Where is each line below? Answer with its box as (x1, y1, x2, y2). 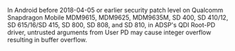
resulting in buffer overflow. (7, 36, 87, 44)
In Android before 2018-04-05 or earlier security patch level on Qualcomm (7, 6, 224, 14)
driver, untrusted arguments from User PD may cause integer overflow (7, 28, 212, 36)
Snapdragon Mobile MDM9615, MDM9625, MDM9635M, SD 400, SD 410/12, (7, 13, 229, 22)
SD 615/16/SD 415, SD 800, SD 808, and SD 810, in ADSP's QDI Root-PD (7, 21, 216, 29)
